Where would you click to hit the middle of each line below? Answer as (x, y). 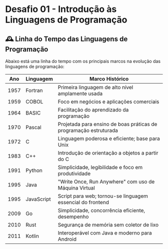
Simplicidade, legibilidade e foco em (100, 167)
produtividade (74, 173)
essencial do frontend (83, 202)
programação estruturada (88, 130)
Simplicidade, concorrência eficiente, (101, 210)
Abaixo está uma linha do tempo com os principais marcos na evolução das (83, 61)
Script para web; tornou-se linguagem (103, 196)
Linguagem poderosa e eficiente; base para (109, 138)
